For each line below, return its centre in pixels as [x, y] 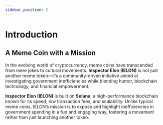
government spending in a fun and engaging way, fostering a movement [80, 112]
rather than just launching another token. [47, 117]
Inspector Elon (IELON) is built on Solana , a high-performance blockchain [82, 96]
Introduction [32, 34]
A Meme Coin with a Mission [51, 53]
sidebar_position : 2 [27, 10]
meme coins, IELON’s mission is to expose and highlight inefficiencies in [79, 106]
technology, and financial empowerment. [47, 86]
